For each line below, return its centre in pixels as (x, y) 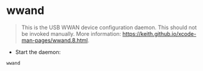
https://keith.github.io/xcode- (159, 33)
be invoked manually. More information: (71, 33)
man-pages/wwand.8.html (54, 40)
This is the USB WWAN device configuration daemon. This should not (109, 27)
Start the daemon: (38, 52)
